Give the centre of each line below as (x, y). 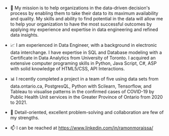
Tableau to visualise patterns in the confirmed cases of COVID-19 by (82, 91)
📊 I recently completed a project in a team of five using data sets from (84, 79)
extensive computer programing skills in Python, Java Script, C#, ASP (83, 63)
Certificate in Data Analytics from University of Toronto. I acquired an (83, 58)
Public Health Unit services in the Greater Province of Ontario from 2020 (87, 97)
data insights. (24, 35)
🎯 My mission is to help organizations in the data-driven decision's (80, 8)
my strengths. (25, 118)
